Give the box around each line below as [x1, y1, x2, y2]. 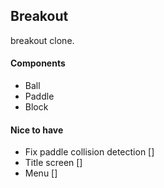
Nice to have [10, 124, 64, 136]
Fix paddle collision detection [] [24, 146, 155, 158]
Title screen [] [24, 157, 83, 169]
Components [10, 57, 66, 69]
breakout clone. [10, 34, 75, 46]
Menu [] [24, 167, 58, 179]
